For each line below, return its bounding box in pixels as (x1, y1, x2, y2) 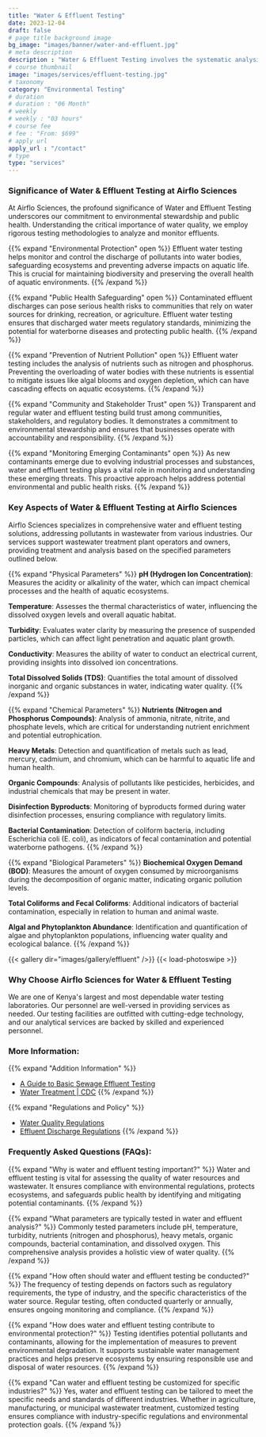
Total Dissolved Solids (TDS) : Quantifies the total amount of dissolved (8, 673, 238, 682)
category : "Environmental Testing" (8, 85, 126, 94)
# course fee (8, 122, 51, 130)
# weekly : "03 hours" (8, 115, 83, 123)
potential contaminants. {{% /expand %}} (8, 1198, 143, 1208)
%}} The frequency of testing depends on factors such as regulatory (8, 1279, 232, 1289)
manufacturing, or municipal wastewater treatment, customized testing (8, 1403, 240, 1412)
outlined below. (8, 554, 58, 563)
